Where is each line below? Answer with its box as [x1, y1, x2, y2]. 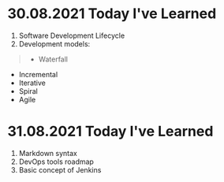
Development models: [18, 39, 91, 48]
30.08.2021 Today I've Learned [7, 5, 217, 23]
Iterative [18, 78, 47, 87]
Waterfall [38, 54, 69, 64]
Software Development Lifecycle [18, 31, 125, 40]
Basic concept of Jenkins [18, 165, 102, 174]
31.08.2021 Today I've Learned [7, 123, 214, 140]
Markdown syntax [18, 148, 78, 158]
